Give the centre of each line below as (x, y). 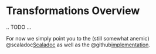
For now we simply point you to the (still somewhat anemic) (78, 38)
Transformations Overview (73, 11)
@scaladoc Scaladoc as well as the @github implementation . (78, 45)
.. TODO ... (19, 27)
